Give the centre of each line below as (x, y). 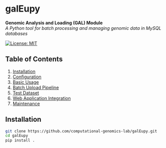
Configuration (27, 77)
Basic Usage (26, 82)
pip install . (20, 140)
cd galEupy (17, 136)
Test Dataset (26, 93)
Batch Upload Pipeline (36, 87)
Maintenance (26, 104)
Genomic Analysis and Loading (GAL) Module (54, 23)
